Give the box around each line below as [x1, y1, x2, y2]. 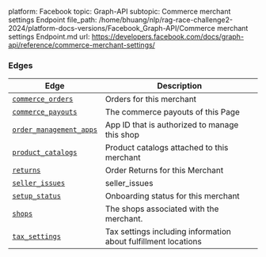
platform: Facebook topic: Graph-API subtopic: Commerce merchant [8, 7, 231, 16]
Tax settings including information [104, 226, 232, 237]
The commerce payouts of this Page [104, 107, 240, 118]
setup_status [12, 191, 62, 201]
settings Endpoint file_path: [8, 15, 97, 25]
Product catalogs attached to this [104, 142, 229, 153]
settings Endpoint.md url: [8, 32, 90, 41]
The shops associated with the [104, 203, 219, 214]
